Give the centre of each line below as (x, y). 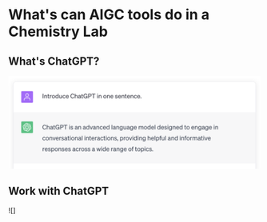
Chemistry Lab (58, 32)
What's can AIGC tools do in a (109, 15)
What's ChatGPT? (54, 61)
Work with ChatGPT (59, 191)
